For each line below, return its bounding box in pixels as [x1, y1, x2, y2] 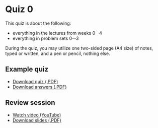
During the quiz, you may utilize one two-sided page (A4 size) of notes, [5, 45, 153, 51]
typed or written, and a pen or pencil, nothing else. [5, 50, 110, 56]
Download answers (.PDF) [12, 84, 67, 90]
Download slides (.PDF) [12, 117, 61, 123]
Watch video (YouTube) [12, 112, 61, 118]
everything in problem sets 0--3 [12, 35, 79, 41]
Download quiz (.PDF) [12, 78, 58, 84]
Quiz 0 [5, 4, 34, 15]
